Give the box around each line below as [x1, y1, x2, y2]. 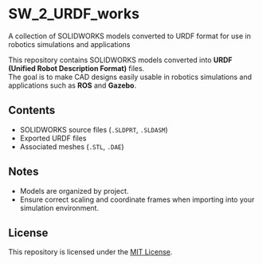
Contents [8, 104, 56, 117]
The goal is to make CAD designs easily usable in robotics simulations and [8, 72, 253, 81]
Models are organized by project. [19, 186, 129, 195]
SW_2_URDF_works [8, 5, 139, 23]
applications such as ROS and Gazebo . [8, 81, 137, 90]
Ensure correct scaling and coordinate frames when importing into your [19, 195, 255, 204]
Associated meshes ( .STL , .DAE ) [19, 141, 125, 152]
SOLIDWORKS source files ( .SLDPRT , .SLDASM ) [19, 124, 169, 134]
